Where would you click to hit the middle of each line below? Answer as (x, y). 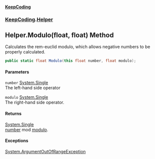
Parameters (17, 72)
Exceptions (17, 141)
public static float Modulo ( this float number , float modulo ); (71, 61)
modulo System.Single (27, 97)
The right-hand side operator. (35, 103)
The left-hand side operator (33, 88)
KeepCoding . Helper (29, 19)
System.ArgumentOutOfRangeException (46, 151)
